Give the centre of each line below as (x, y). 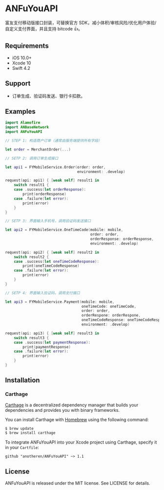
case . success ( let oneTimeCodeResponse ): (56, 261)
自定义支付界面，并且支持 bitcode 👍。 (44, 29)
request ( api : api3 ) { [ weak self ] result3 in (52, 333)
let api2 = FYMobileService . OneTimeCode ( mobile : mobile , (64, 230)
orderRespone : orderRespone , (111, 316)
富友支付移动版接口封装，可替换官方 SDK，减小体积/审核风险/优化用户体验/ (81, 22)
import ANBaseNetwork (27, 128)
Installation (22, 380)
